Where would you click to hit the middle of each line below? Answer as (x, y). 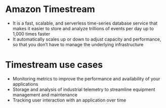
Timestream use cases (54, 65)
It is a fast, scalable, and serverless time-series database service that (85, 23)
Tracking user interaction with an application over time (69, 100)
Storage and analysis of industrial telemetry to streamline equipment (84, 89)
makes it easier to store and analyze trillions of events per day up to (83, 28)
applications (25, 84)
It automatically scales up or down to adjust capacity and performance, (87, 39)
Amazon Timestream (50, 9)
